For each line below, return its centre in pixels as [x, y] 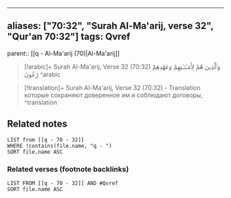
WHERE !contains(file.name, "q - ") [59, 146]
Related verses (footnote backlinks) [68, 169]
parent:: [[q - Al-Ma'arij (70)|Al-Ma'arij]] [64, 53]
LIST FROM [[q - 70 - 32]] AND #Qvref [63, 183]
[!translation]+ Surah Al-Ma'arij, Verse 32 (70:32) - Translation [112, 87]
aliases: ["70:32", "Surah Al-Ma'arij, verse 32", [110, 26]
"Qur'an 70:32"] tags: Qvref [69, 37]
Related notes [37, 124]
